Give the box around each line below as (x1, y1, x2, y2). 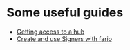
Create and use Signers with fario (16, 34, 112, 42)
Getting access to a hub (16, 27, 85, 36)
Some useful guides (6, 5, 124, 21)
